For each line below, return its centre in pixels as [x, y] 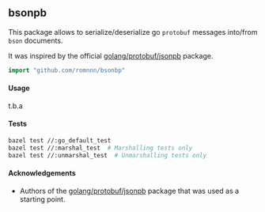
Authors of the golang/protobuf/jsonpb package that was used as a [129, 191]
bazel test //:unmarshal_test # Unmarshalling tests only [108, 155]
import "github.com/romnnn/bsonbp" [67, 70]
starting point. [42, 199]
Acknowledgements [42, 173]
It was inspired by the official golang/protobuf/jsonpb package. [111, 55]
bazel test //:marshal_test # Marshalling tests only [100, 148]
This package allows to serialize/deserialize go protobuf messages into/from [133, 32]
